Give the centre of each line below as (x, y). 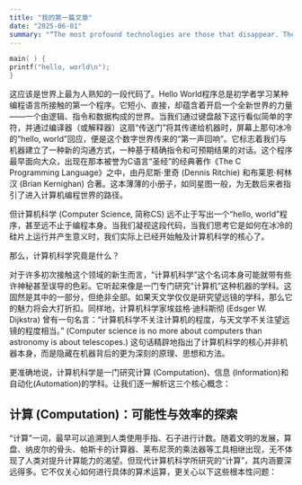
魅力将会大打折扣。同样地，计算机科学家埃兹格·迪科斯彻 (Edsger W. (142, 308)
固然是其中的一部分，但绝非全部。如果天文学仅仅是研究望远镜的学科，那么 (147, 297)
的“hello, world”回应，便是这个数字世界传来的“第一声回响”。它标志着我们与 (148, 139)
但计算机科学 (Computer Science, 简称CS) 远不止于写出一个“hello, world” (145, 214)
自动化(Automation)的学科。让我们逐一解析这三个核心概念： (120, 384)
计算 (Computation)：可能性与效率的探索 (124, 414)
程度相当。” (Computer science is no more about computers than (143, 331)
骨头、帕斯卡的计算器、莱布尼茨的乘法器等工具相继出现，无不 (170, 449)
